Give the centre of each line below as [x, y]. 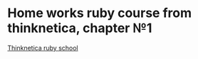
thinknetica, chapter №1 [80, 28]
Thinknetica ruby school [43, 48]
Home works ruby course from [100, 13]
